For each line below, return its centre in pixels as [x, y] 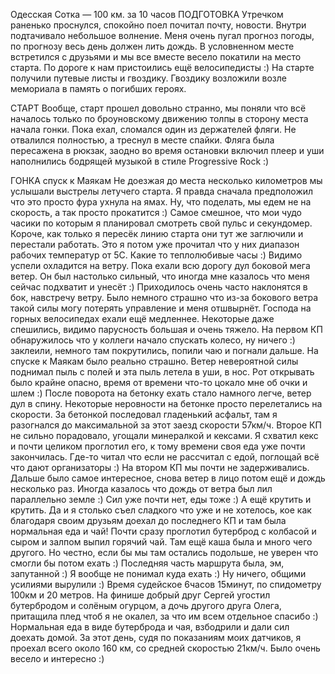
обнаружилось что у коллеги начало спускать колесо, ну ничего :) [153, 340]
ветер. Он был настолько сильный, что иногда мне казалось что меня [160, 276]
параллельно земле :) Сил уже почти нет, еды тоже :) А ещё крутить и [161, 499]
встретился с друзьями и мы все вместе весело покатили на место [156, 57]
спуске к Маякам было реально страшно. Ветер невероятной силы [154, 361]
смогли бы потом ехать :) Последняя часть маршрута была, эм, [147, 563]
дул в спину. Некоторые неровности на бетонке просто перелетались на [166, 403]
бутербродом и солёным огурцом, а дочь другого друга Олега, [146, 605]
